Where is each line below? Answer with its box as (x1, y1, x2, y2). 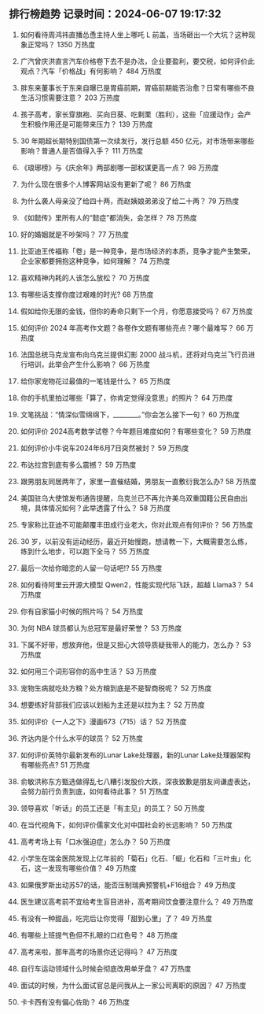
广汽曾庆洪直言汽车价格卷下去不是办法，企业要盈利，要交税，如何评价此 (20, 56, 255, 65)
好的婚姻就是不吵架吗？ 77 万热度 (20, 229, 129, 239)
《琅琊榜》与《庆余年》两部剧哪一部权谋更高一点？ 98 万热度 (20, 162, 219, 172)
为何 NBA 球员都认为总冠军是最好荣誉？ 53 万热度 (20, 623, 182, 632)
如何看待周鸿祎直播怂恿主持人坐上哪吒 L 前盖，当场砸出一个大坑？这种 (20, 30, 249, 39)
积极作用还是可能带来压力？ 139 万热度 (27, 119, 153, 128)
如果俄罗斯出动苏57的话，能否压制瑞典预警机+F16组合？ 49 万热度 (20, 880, 236, 890)
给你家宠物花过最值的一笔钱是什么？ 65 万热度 (20, 376, 171, 386)
